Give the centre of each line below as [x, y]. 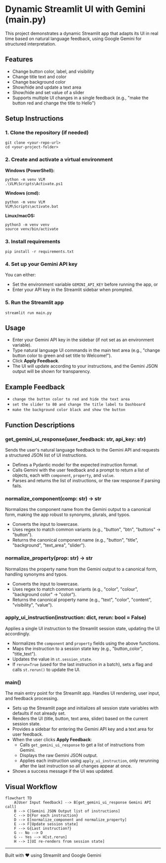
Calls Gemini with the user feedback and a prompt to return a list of [81, 470]
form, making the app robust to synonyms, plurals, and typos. [68, 515]
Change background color [39, 82]
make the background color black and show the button [69, 410]
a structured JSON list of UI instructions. [46, 455]
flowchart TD [19, 798]
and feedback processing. [32, 699]
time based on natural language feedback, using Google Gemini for [73, 39]
